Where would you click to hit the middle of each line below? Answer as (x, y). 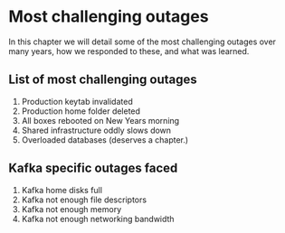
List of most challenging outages (103, 80)
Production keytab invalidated (77, 101)
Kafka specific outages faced (93, 168)
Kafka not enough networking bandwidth (98, 219)
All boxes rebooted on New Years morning (100, 120)
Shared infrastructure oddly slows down (96, 130)
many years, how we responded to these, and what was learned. (129, 51)
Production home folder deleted (81, 111)
